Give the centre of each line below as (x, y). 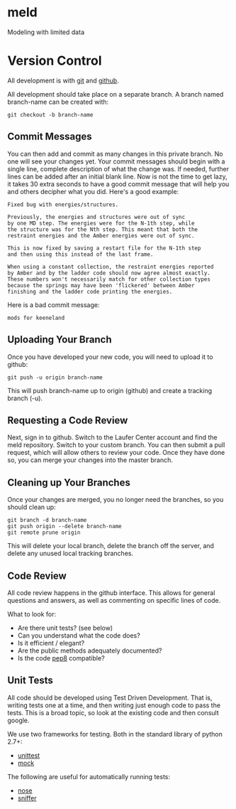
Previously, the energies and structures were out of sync (96, 217)
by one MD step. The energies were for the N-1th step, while (101, 223)
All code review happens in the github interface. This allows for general (111, 593)
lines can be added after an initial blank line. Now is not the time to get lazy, (118, 176)
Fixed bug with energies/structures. (63, 204)
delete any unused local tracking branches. (70, 553)
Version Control (55, 61)
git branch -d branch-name (47, 520)
